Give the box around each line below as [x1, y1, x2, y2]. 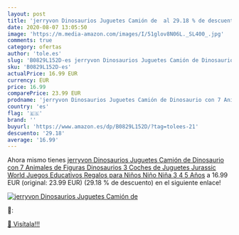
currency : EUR [7, 76, 50, 84]
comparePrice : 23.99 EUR [7, 90, 81, 97]
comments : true [7, 37, 53, 44]
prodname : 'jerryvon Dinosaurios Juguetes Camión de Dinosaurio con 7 [7, 97, 221, 104]
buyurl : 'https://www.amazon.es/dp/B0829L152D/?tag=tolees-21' [7, 122, 199, 130]
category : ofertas [7, 43, 62, 51]
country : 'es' [7, 103, 50, 110]
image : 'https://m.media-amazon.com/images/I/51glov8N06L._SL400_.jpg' [7, 30, 224, 38]
